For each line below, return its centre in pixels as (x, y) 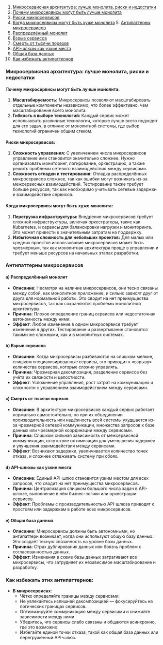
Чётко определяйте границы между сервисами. (70, 596)
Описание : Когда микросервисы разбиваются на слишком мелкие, (83, 356)
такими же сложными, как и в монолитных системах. (68, 334)
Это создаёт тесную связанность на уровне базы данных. (73, 542)
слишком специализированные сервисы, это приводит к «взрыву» (82, 362)
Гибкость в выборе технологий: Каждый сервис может (71, 116)
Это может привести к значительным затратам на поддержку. (77, 232)
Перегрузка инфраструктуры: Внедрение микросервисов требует (83, 216)
